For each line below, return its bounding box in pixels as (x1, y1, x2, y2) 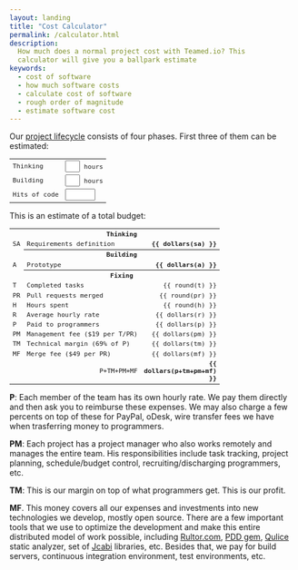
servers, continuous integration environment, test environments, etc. (9, 550, 266, 561)
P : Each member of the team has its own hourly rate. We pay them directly (9, 391, 288, 402)
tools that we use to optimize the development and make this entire (9, 521, 261, 532)
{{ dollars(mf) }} (151, 349, 217, 359)
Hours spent (26, 300, 70, 310)
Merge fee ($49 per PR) (26, 349, 112, 359)
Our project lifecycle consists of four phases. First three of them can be (9, 131, 277, 142)
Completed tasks (26, 281, 84, 290)
